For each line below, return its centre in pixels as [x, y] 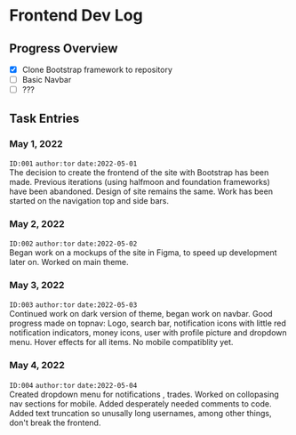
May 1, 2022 [36, 143]
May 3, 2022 [37, 286]
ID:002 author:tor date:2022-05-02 [73, 244]
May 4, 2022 [37, 366]
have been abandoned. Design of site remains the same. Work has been [141, 191]
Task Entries [44, 118]
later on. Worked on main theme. [69, 262]
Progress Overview [64, 48]
